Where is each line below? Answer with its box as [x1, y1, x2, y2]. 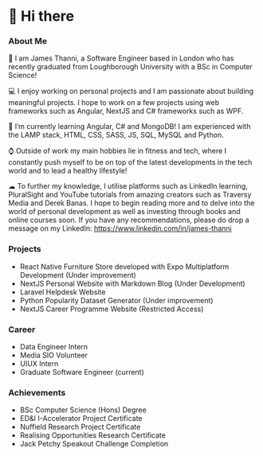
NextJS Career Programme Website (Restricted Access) [19, 304, 204, 314]
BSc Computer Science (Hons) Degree [19, 405, 147, 415]
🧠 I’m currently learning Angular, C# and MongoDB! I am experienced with [8, 122, 251, 131]
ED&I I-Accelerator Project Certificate [19, 414, 143, 423]
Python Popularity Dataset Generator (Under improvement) [19, 295, 214, 305]
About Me [8, 36, 48, 47]
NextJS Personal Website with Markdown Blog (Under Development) [19, 279, 245, 288]
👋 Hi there [8, 7, 74, 25]
